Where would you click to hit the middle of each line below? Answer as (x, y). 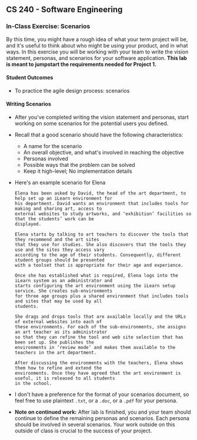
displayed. (28, 224)
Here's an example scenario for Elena (60, 183)
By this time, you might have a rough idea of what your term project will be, (97, 39)
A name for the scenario (53, 146)
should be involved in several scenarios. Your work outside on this (95, 425)
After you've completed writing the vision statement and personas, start (102, 117)
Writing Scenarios (29, 104)
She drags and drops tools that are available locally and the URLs (100, 317)
